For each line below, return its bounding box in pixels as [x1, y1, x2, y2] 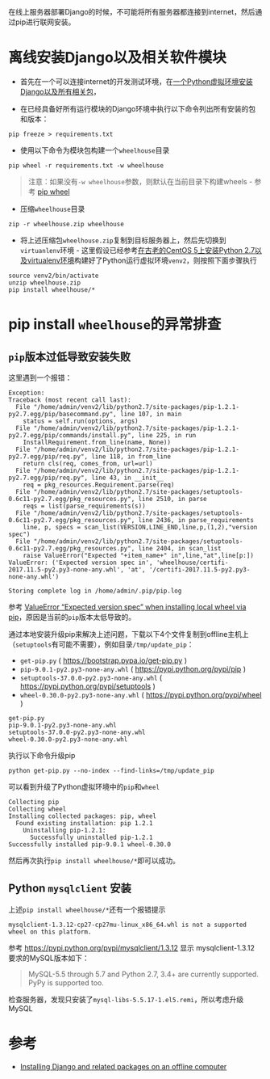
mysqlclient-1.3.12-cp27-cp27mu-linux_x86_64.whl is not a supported [8, 921, 247, 929]
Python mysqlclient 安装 [8, 882, 131, 896]
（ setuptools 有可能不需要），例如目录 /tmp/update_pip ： [8, 639, 194, 649]
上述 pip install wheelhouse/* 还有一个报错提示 [8, 904, 166, 914]
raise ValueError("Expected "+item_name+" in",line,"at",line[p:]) [23, 551, 254, 559]
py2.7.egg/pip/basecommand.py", [8, 410, 117, 418]
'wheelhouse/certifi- [156, 558, 229, 567]
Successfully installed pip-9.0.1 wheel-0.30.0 [8, 840, 172, 849]
